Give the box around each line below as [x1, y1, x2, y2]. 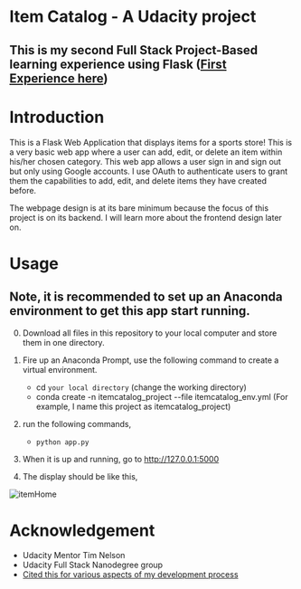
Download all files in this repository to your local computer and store [22, 328, 277, 338]
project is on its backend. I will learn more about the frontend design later [9, 212, 283, 223]
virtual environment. [22, 364, 98, 375]
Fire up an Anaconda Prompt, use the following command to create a [22, 355, 279, 366]
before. [9, 185, 37, 195]
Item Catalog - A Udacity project [9, 6, 257, 27]
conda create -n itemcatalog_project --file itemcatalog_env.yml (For [35, 391, 289, 402]
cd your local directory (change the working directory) [35, 382, 247, 393]
